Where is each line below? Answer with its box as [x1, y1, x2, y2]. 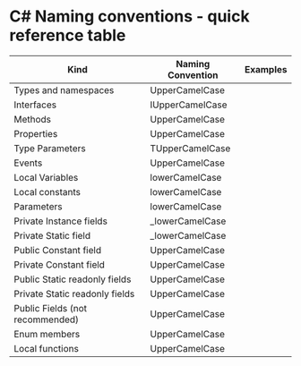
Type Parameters [13, 141, 87, 154]
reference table [9, 25, 126, 46]
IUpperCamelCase [150, 98, 228, 111]
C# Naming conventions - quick [9, 6, 250, 27]
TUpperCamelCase [150, 141, 231, 154]
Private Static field [13, 229, 91, 242]
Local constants [13, 185, 81, 198]
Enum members [13, 328, 81, 340]
